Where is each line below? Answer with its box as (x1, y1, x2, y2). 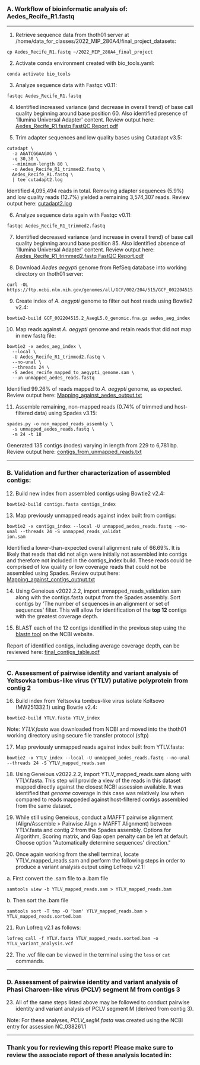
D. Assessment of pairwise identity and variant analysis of (7, 977, 179, 986)
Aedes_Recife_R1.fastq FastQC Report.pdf (15, 123, 118, 130)
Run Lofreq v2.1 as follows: (15, 924, 81, 931)
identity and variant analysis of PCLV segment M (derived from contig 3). (15, 1005, 194, 1013)
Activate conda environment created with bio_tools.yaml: (15, 60, 155, 67)
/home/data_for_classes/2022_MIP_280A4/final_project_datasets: (15, 38, 177, 45)
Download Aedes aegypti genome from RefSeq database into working (15, 264, 187, 271)
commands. (15, 957, 45, 964)
